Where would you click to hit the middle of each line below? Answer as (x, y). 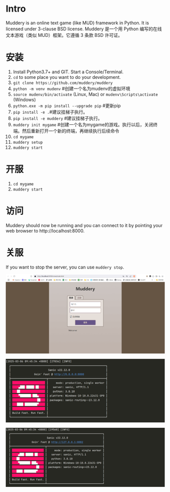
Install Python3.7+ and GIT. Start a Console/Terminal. (68, 72)
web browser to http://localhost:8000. (45, 231)
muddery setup (28, 142)
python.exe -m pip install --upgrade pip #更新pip (67, 105)
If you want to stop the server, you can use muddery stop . (65, 267)
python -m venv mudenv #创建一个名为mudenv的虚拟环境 (72, 88)
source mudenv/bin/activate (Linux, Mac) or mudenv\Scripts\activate (86, 94)
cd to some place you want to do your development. (67, 77)
